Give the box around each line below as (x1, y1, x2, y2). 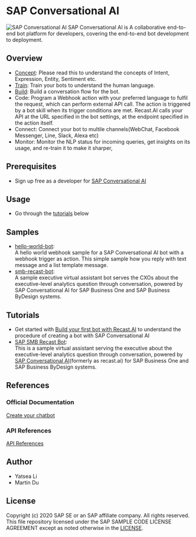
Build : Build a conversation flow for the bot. (14, 87, 120, 95)
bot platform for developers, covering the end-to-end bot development (17, 30, 189, 37)
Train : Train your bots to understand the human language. (14, 82, 155, 89)
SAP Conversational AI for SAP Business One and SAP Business (14, 287, 170, 294)
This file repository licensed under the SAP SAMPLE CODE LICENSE (6, 518, 172, 525)
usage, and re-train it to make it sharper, (14, 144, 113, 151)
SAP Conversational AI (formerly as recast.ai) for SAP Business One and (14, 357, 189, 364)
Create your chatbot (6, 412, 55, 419)
